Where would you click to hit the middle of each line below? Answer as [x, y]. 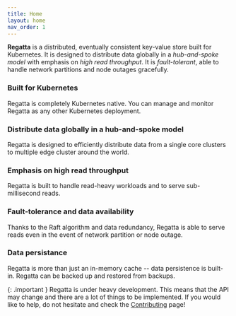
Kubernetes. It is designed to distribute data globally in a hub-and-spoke [113, 54]
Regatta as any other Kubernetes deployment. [74, 111]
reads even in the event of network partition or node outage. [95, 235]
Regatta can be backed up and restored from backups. [95, 276]
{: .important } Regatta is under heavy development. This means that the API [118, 289]
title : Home [25, 14]
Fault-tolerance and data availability [71, 211]
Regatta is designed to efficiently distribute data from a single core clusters [117, 144]
